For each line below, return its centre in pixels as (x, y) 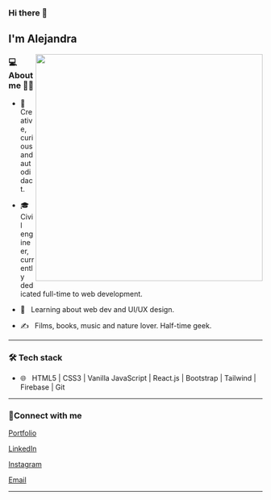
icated (31, 294)
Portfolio (23, 433)
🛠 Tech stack (35, 357)
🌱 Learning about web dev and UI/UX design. (97, 309)
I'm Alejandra (43, 39)
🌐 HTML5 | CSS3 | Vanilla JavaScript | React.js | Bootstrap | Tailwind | (138, 377)
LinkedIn (23, 449)
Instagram (25, 465)
